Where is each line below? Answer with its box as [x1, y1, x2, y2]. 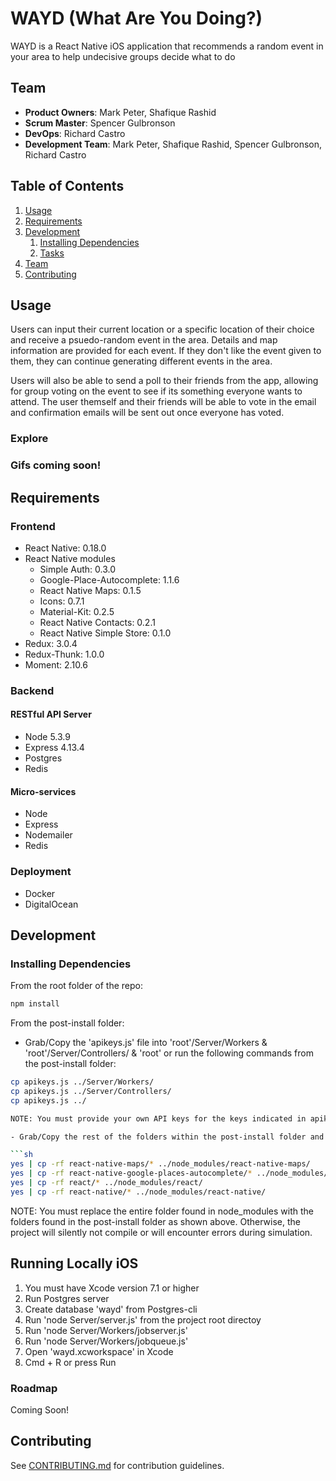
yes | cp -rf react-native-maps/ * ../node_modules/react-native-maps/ [10, 1159, 311, 1169]
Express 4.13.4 [24, 742, 85, 754]
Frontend [10, 519, 56, 533]
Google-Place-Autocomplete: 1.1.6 [39, 573, 180, 586]
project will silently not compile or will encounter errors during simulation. [10, 1226, 313, 1238]
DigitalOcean [24, 898, 79, 910]
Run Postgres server [24, 1292, 110, 1304]
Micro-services [10, 785, 77, 797]
